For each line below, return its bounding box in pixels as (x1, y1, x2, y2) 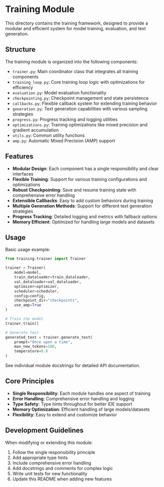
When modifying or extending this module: (5, 439, 93, 445)
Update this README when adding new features (12, 475, 112, 482)
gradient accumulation (12, 127, 59, 133)
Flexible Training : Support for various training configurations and (12, 176, 147, 182)
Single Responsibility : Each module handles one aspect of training (12, 390, 151, 396)
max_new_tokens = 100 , (14, 344, 57, 349)
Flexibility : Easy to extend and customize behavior (12, 411, 117, 417)
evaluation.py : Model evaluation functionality (12, 89, 106, 96)
